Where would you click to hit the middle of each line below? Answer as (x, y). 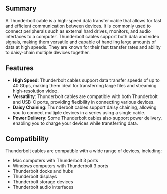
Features (19, 68)
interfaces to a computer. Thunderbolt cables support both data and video (82, 36)
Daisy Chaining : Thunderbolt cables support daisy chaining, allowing (85, 107)
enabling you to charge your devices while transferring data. (75, 123)
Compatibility (27, 139)
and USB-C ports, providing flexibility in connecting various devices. (83, 102)
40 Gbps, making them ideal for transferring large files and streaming (85, 85)
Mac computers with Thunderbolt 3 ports (55, 161)
